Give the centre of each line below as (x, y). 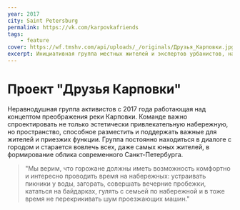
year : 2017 (24, 14)
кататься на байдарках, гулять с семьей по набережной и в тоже (125, 191)
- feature (35, 41)
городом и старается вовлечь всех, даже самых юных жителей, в (109, 146)
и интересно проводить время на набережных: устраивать (115, 176)
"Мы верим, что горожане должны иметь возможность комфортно (127, 168)
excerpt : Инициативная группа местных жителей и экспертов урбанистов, (116, 54)
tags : (15, 34)
